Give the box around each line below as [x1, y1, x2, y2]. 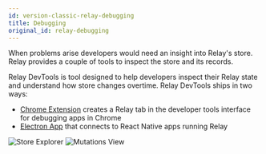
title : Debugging [8, 19, 66, 27]
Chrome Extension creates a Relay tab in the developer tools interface [19, 105, 251, 114]
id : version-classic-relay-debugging [8, 11, 135, 20]
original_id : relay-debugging [8, 26, 110, 34]
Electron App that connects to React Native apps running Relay [19, 121, 228, 132]
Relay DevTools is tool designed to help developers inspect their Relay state [8, 73, 258, 82]
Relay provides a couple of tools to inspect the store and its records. [8, 57, 234, 66]
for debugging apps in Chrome [19, 113, 122, 123]
